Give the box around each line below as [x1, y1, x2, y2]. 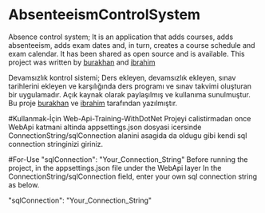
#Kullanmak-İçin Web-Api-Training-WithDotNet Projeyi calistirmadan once [8, 113, 251, 123]
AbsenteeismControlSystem [8, 6, 201, 24]
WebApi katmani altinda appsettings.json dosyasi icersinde [8, 122, 202, 132]
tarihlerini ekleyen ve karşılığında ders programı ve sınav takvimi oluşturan [8, 81, 251, 91]
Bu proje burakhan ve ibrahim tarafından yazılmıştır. [8, 98, 178, 108]
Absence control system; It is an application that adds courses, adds [8, 32, 234, 41]
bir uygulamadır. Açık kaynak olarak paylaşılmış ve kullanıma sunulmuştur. [8, 89, 251, 99]
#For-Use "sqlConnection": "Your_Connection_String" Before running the [8, 154, 249, 164]
